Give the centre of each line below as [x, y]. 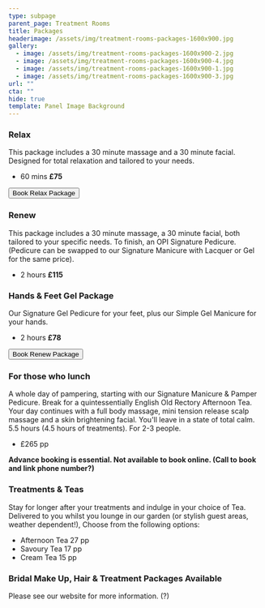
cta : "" [21, 91]
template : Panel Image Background [67, 106]
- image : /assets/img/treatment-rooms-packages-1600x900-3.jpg [124, 76]
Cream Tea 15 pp [48, 557]
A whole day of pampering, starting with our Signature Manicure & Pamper [133, 394]
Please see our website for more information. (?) [89, 596]
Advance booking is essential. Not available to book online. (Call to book [132, 460]
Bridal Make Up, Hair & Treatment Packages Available [115, 578]
